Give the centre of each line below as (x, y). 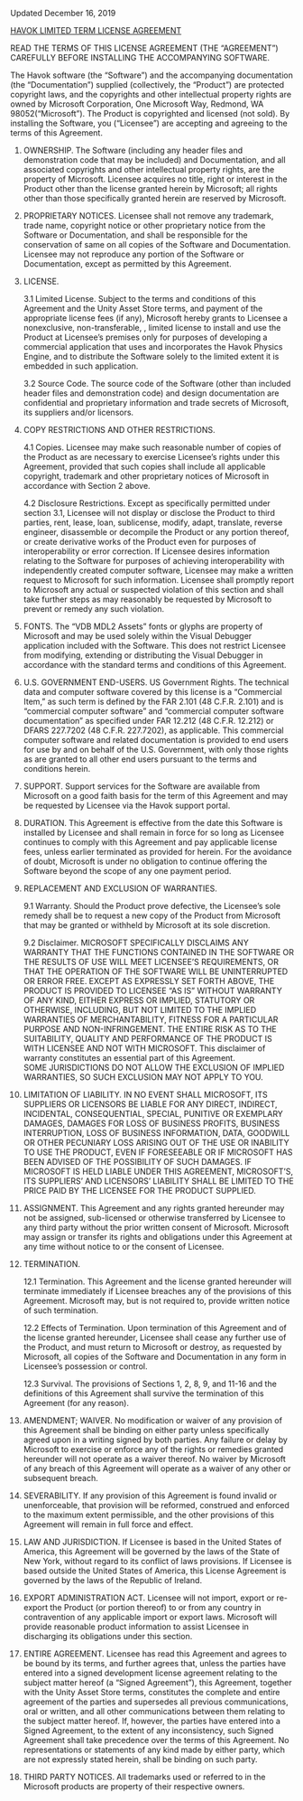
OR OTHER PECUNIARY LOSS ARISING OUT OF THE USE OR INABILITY (156, 1143)
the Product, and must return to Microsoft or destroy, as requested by (152, 1347)
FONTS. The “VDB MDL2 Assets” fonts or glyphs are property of (143, 626)
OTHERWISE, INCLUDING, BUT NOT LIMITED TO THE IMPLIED (140, 1010)
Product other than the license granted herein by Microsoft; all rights (150, 188)
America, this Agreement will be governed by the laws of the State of (151, 1552)
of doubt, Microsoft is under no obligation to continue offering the (145, 861)
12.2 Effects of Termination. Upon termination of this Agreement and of (155, 1328)
